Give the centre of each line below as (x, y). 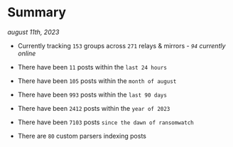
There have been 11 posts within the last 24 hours (92, 67)
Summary (37, 12)
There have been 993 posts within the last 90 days (92, 94)
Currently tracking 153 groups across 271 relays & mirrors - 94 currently (121, 45)
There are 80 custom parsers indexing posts (82, 136)
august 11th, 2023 (33, 32)
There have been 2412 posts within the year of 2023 (94, 108)
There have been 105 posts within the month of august (97, 81)
